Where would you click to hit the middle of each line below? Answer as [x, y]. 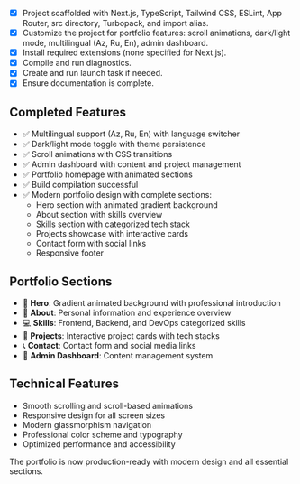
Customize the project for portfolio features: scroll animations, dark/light [156, 33]
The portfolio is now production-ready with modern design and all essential [149, 461]
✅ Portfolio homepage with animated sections [108, 174]
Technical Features [64, 384]
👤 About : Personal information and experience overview [127, 312]
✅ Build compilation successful [80, 185]
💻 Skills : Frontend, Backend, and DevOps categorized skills [134, 323]
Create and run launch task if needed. [93, 73]
